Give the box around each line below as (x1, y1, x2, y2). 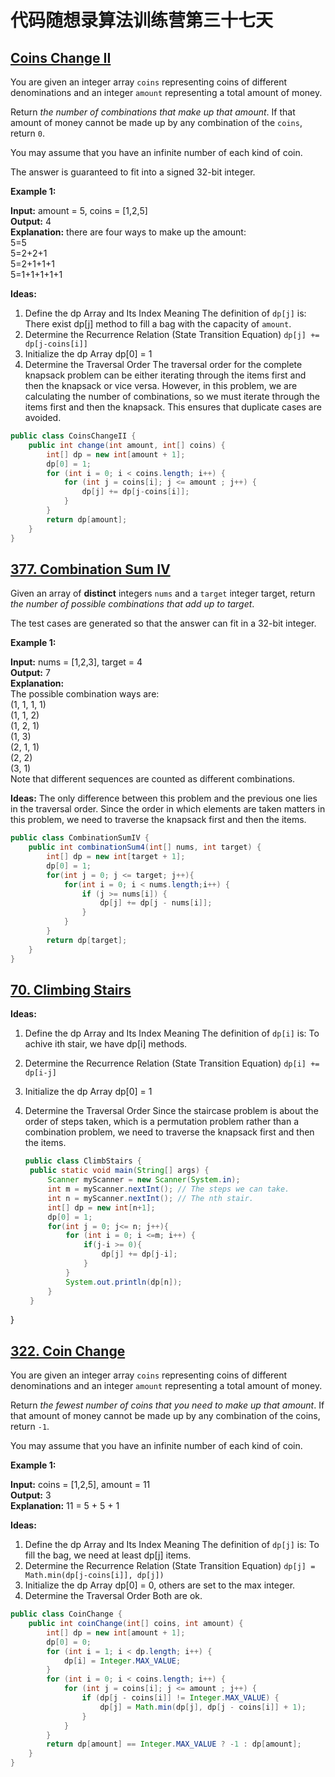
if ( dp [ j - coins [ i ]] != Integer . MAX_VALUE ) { (81, 1693, 280, 1703)
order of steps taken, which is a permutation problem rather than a (24, 1116, 300, 1128)
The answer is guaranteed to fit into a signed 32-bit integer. (10, 166, 256, 178)
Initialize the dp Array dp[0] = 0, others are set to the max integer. (24, 1579, 296, 1591)
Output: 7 (10, 667, 51, 679)
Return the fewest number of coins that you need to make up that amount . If (10, 1399, 325, 1411)
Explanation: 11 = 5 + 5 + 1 (10, 1500, 120, 1512)
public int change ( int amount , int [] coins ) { (28, 440, 226, 450)
